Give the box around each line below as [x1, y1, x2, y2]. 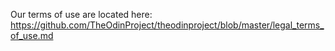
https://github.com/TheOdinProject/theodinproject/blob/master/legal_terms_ [10, 19, 325, 31]
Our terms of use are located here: [10, 9, 153, 20]
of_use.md [10, 30, 54, 41]
